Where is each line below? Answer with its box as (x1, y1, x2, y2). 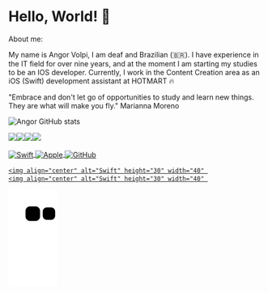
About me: (8, 34, 43, 44)
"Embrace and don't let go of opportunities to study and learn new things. (8, 92, 254, 102)
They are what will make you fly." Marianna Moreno (8, 100, 180, 110)
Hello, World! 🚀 (8, 7, 111, 26)
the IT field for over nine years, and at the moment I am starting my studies (8, 58, 257, 68)
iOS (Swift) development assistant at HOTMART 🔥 (8, 76, 175, 86)
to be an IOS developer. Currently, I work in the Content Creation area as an (8, 67, 261, 77)
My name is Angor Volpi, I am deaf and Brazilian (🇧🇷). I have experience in (8, 49, 259, 59)
